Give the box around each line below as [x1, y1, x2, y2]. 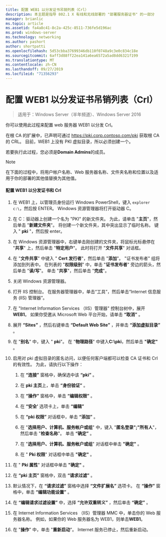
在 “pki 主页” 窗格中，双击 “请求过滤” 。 [12, 472, 95, 478]
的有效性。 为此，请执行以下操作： [12, 361, 83, 367]
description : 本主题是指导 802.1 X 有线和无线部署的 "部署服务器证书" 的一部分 [5, 12, 155, 17]
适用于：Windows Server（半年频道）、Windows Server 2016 [17, 111, 141, 117]
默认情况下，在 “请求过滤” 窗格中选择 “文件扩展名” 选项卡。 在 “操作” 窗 [12, 483, 161, 489]
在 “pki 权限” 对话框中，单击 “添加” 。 [20, 414, 98, 420]
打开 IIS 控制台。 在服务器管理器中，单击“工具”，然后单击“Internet [12, 289, 147, 295]
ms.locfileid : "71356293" [5, 72, 59, 76]
